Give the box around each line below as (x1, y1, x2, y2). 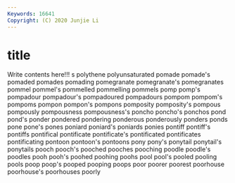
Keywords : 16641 (7, 10, 55, 18)
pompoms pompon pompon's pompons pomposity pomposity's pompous (7, 100, 221, 109)
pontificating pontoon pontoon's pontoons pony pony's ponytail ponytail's (7, 138, 222, 146)
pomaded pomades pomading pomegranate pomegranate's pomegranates (7, 78, 224, 87)
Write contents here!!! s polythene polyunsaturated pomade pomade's (7, 70, 211, 79)
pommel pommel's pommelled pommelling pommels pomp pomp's (7, 85, 201, 94)
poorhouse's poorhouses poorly (7, 168, 101, 176)
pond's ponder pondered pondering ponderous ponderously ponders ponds (7, 115, 228, 124)
